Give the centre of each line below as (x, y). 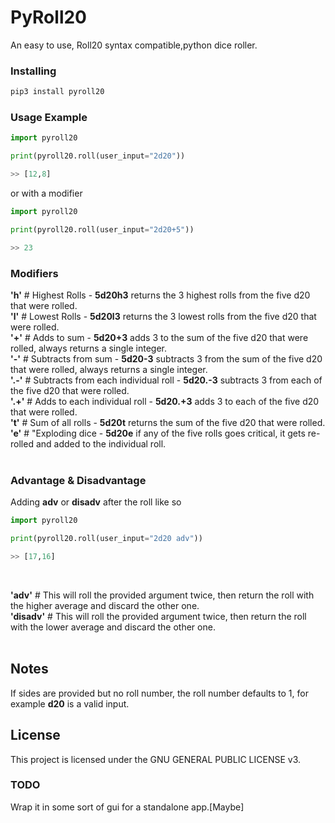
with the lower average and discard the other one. (113, 627)
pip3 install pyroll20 (57, 92)
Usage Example (49, 118)
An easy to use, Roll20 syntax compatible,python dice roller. (134, 45)
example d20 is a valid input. (70, 703)
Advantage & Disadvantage (78, 480)
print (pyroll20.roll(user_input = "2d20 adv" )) (106, 539)
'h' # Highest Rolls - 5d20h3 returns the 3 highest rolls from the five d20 (160, 295)
